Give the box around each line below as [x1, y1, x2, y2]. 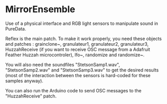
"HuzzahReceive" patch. [5, 93, 57, 99]
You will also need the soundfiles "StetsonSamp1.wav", [5, 61, 120, 67]
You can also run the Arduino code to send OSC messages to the [5, 87, 142, 93]
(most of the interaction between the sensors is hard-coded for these [5, 72, 151, 78]
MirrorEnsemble [5, 4, 75, 15]
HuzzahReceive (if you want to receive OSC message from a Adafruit [5, 46, 150, 52]
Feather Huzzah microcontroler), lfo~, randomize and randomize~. [5, 52, 145, 58]
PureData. [5, 25, 26, 31]
